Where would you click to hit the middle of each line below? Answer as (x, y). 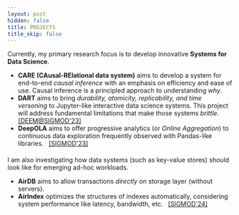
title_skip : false (35, 34)
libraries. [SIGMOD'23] (53, 144)
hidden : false (29, 21)
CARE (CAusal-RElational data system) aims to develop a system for (119, 75)
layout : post (27, 14)
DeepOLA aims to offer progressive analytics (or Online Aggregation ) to (123, 128)
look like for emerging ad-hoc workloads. (68, 167)
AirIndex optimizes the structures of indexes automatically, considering (123, 196)
